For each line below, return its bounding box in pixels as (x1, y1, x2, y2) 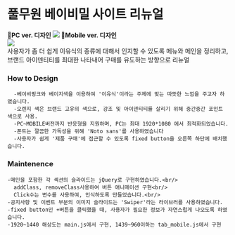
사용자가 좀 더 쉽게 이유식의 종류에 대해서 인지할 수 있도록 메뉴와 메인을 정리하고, (7, 46, 229, 55)
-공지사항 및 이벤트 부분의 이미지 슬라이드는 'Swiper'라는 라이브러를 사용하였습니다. (7, 199, 223, 206)
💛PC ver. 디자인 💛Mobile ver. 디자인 (7, 31, 118, 39)
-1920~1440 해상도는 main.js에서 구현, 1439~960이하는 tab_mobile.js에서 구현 (7, 221, 222, 228)
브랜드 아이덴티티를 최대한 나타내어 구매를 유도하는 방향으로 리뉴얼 (7, 55, 190, 64)
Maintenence (7, 159, 54, 169)
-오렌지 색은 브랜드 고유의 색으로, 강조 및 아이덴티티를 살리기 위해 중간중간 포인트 (13, 106, 224, 113)
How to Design (7, 73, 58, 83)
